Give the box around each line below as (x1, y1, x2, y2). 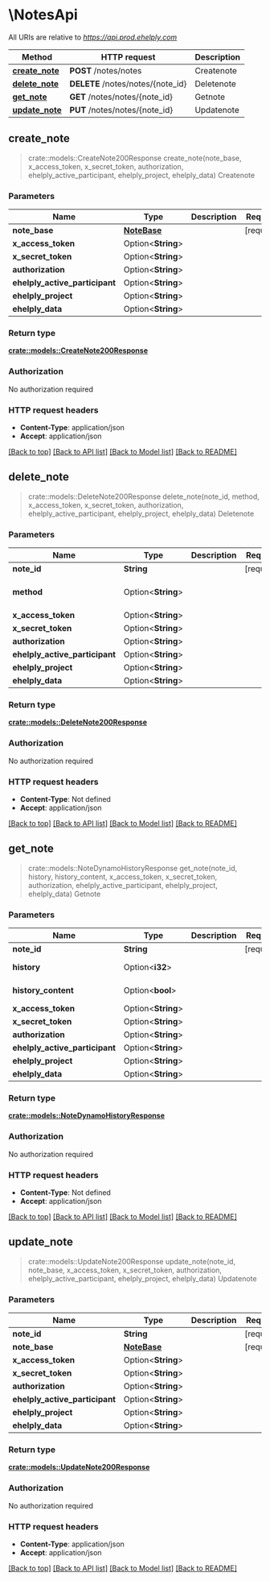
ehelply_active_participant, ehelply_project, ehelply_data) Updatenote (27, 1273, 257, 1283)
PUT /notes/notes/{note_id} (69, 104, 174, 115)
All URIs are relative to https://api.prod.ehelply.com (8, 32, 178, 42)
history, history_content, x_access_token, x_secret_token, (27, 872, 218, 882)
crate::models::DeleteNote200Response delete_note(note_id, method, (27, 492, 260, 501)
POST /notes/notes (69, 64, 142, 76)
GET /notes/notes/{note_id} (69, 91, 174, 102)
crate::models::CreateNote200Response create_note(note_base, (27, 153, 243, 163)
